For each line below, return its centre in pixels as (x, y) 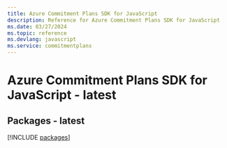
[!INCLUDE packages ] (39, 137)
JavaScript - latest (62, 95)
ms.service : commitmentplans (50, 46)
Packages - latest (46, 121)
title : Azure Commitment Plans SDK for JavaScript (82, 14)
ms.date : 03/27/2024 (37, 26)
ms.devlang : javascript (42, 40)
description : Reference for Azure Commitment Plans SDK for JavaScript (113, 20)
